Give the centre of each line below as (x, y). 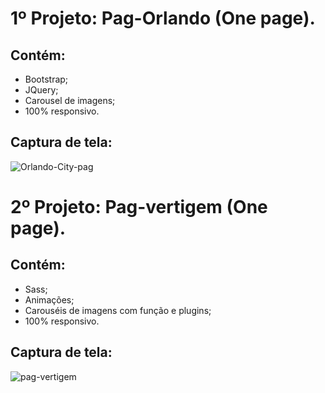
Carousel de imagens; (70, 100)
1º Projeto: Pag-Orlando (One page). (163, 18)
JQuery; (41, 90)
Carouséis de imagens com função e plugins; (118, 310)
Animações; (49, 299)
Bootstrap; (46, 79)
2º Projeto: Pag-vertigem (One (139, 207)
